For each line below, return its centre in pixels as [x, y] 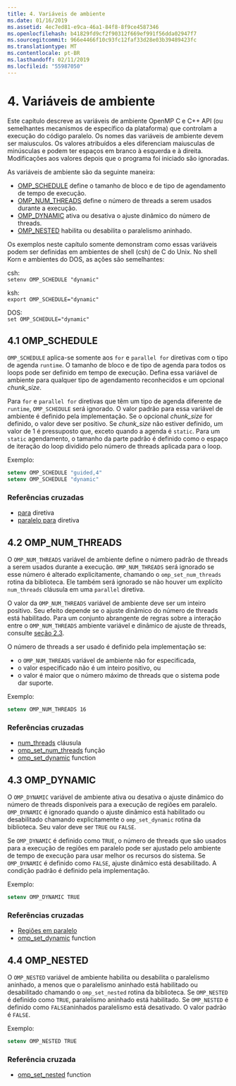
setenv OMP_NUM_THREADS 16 [47, 709]
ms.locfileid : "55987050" [45, 66]
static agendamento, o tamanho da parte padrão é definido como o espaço [118, 439]
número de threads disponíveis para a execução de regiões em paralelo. [112, 805]
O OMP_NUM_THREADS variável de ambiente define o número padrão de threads [118, 560]
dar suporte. [36, 683]
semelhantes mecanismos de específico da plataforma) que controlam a [112, 128]
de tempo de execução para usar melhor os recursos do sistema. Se [106, 856]
